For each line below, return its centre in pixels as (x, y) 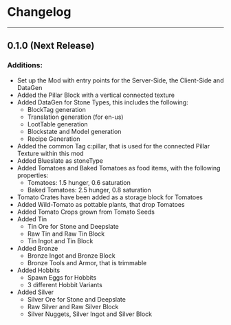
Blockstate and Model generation (74, 131)
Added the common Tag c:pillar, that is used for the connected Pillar (113, 146)
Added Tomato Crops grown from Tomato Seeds (86, 212)
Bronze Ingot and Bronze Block (71, 256)
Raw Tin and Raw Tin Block (66, 234)
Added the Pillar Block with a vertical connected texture (96, 95)
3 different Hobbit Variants (65, 284)
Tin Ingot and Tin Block (60, 240)
